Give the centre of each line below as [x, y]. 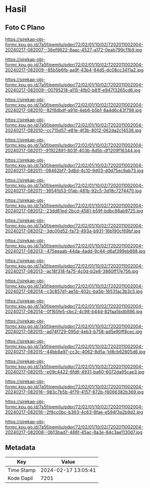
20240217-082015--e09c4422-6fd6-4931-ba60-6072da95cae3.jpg [75, 372]
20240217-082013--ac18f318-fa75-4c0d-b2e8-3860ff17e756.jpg [72, 271]
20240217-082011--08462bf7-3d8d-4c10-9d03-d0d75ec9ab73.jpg [74, 170]
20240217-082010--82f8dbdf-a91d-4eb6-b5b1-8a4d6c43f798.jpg [74, 110]
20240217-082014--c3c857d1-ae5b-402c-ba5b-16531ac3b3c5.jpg [74, 291]
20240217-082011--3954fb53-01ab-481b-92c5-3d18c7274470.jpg [74, 191]
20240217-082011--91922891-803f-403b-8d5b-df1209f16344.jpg [73, 150]
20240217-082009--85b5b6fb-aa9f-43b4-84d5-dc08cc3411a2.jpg [74, 70]
